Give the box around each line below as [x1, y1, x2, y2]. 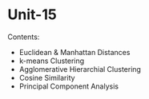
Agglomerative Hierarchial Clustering [18, 64, 142, 73]
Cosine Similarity [18, 73, 75, 82]
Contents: [7, 32, 40, 42]
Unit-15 [7, 6, 57, 24]
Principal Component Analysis [18, 81, 119, 91]
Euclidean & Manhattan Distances [18, 47, 131, 57]
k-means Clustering [18, 56, 85, 65]
